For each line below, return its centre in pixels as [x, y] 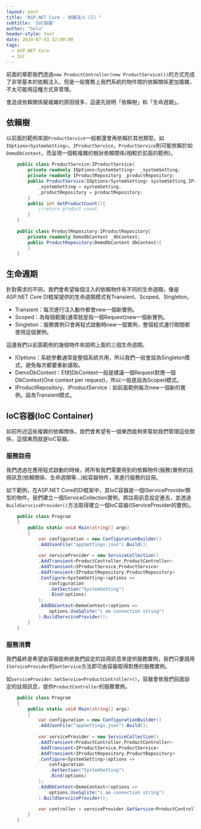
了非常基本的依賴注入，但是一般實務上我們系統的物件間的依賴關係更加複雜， [100, 82]
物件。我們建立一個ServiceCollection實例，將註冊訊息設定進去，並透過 [104, 498]
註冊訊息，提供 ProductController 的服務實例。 [73, 686]
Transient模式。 [55, 395]
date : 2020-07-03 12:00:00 [40, 40]
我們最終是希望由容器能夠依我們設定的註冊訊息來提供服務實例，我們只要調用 [100, 658]
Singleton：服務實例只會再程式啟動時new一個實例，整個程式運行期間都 [102, 325]
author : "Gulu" [25, 28]
